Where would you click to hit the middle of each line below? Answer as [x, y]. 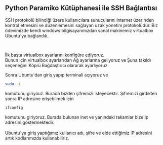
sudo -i [13, 84]
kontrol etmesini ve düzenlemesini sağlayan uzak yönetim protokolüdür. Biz [81, 25]
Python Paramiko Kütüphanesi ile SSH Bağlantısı [81, 8]
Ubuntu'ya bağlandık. [27, 36]
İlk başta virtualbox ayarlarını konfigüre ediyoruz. [55, 55]
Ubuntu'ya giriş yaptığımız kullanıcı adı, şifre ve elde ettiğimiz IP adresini [79, 133]
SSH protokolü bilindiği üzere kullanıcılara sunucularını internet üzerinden [80, 20]
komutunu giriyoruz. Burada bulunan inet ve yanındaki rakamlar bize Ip [77, 117]
